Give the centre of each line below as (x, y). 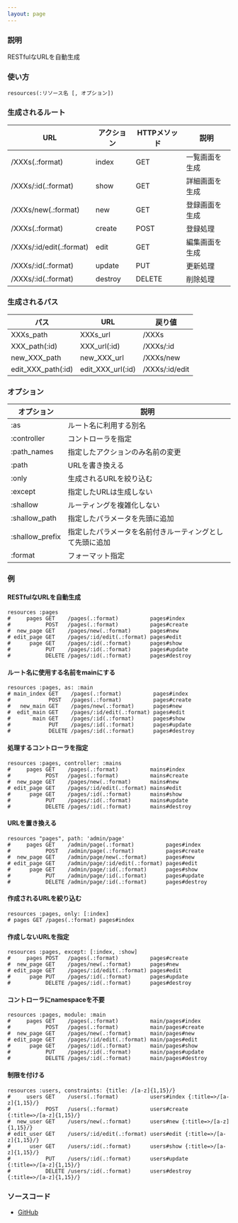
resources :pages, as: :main (50, 688)
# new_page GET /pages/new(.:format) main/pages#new (101, 1034)
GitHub (28, 1212)
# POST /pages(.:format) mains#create (98, 776)
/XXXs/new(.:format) (45, 210)
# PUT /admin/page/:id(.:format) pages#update (106, 876)
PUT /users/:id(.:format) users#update (117, 1159)
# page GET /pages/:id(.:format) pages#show (95, 643)
